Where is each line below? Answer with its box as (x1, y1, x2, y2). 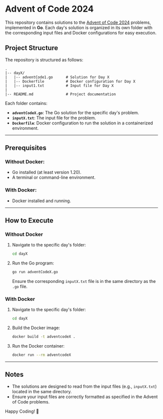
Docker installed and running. (12, 198, 71, 204)
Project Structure (5, 44, 58, 52)
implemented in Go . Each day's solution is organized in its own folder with (5, 24, 153, 30)
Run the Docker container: (12, 343, 65, 349)
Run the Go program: (12, 260, 54, 266)
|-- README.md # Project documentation (5, 91, 116, 97)
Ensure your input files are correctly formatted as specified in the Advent (12, 394, 158, 400)
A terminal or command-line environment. (12, 175, 96, 180)
